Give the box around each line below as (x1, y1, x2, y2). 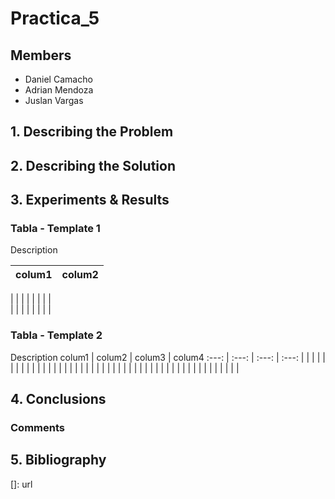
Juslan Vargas (24, 95, 84, 106)
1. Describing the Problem (10, 123, 174, 141)
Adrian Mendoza (24, 84, 94, 96)
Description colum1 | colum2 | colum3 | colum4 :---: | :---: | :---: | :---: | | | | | (10, 351, 326, 363)
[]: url (10, 478, 33, 490)
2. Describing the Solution (10, 157, 176, 174)
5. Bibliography (10, 452, 107, 469)
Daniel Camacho (24, 73, 93, 85)
